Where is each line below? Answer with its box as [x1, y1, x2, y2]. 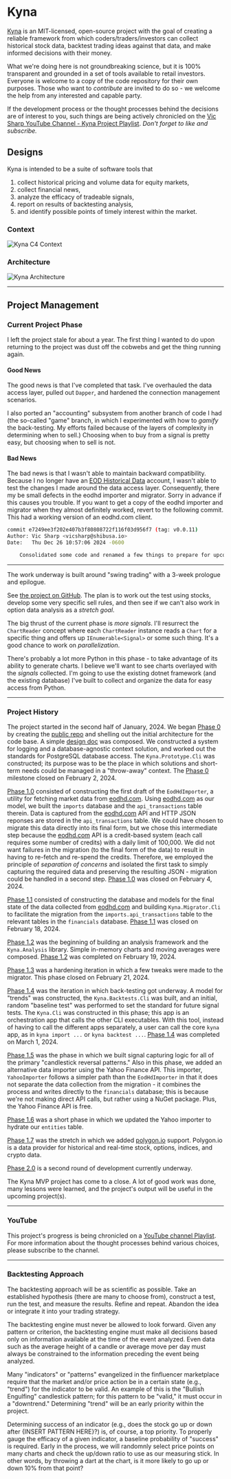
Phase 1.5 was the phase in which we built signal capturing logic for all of [7, 1051, 214, 1060]
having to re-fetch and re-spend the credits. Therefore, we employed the [7, 853, 214, 862]
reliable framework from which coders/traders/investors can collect [7, 34, 199, 42]
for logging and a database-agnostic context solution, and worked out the [7, 745, 217, 753]
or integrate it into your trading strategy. [7, 1307, 120, 1315]
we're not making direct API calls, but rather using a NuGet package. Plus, [7, 1095, 217, 1104]
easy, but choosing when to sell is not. [7, 438, 115, 447]
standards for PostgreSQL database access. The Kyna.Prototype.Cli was [7, 752, 215, 760]
